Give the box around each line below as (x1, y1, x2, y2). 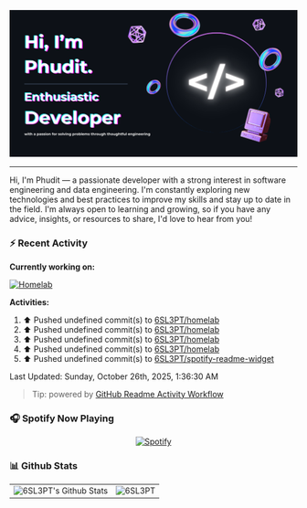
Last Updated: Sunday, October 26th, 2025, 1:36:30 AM (9, 371, 219, 382)
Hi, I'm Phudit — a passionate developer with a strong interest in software (9, 175, 286, 185)
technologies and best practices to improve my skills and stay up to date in (9, 194, 291, 206)
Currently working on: (9, 261, 96, 272)
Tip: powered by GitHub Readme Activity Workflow (31, 388, 224, 399)
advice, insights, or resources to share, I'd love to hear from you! (9, 214, 253, 225)
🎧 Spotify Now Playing (9, 412, 114, 425)
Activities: (9, 296, 50, 307)
